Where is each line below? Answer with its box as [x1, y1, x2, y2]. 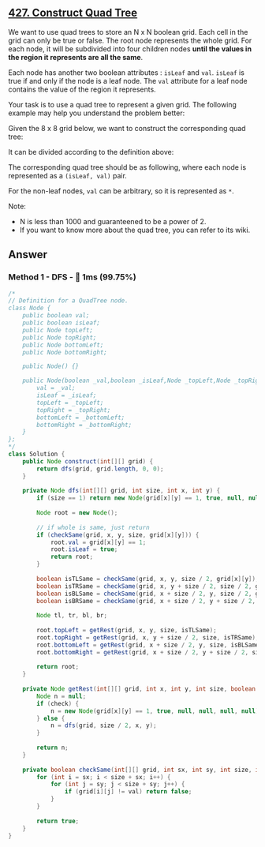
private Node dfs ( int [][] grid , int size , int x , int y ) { [22, 487, 221, 495]
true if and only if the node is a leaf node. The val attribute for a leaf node [8, 76, 248, 85]
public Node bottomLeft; [22, 341, 104, 349]
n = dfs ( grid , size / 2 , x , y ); [50, 721, 157, 729]
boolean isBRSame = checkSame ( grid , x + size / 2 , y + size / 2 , [36, 597, 256, 605]
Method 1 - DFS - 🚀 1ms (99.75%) [8, 272, 136, 283]
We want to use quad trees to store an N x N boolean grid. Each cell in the [8, 27, 248, 36]
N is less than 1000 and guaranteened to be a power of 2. [19, 216, 207, 226]
